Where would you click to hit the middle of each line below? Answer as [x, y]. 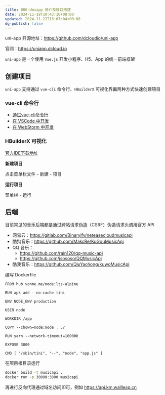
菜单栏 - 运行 [18, 195]
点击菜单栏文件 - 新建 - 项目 [33, 174]
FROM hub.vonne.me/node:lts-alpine [42, 284]
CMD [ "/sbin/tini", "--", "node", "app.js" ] [54, 353]
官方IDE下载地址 [22, 153]
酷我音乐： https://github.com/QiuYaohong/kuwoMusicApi [71, 264]
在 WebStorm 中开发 [33, 127]
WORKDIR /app [19, 319]
